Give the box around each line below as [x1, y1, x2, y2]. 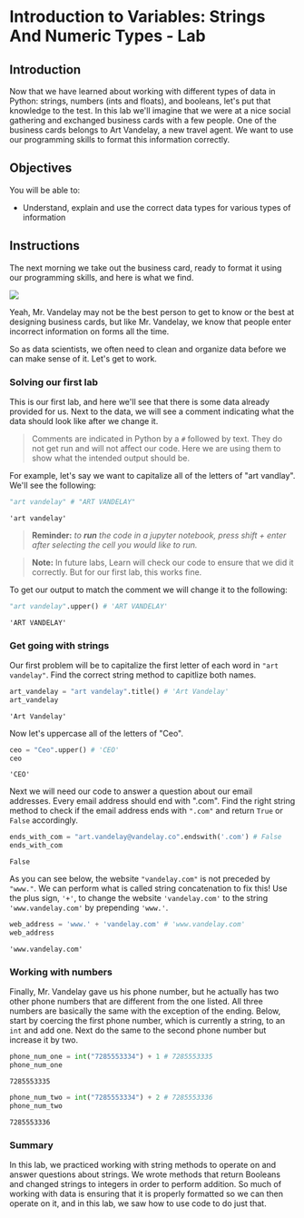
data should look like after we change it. [9, 415, 159, 426]
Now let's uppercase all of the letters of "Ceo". [9, 728, 184, 738]
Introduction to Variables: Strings [9, 6, 266, 27]
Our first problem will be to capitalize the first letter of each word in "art [9, 659, 279, 670]
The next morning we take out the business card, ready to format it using [9, 262, 282, 273]
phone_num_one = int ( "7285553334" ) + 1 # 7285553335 [9, 1052, 213, 1062]
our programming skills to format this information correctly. [9, 134, 230, 144]
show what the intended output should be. [31, 452, 191, 463]
